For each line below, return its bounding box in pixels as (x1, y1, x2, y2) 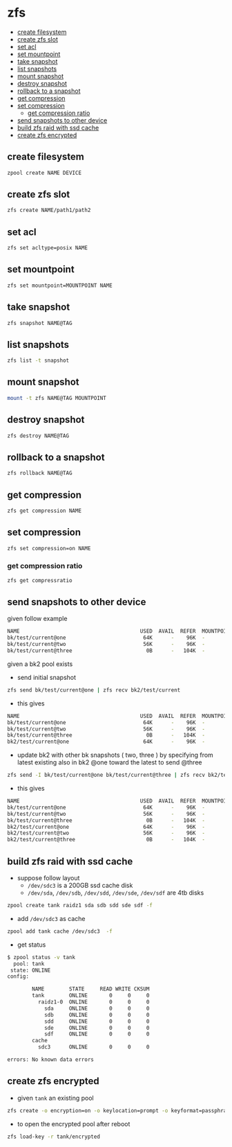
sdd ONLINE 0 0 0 (43, 1017, 150, 1025)
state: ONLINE (10, 967, 51, 974)
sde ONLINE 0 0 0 (43, 1024, 150, 1031)
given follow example (7, 615, 68, 623)
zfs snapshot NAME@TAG (7, 319, 72, 326)
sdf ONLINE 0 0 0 (43, 1031, 150, 1037)
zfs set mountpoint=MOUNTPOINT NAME (7, 282, 113, 289)
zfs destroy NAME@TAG (7, 432, 70, 439)
